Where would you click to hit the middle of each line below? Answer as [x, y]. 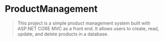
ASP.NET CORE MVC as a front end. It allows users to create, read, [88, 28]
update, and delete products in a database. [63, 34]
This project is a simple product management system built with [84, 23]
